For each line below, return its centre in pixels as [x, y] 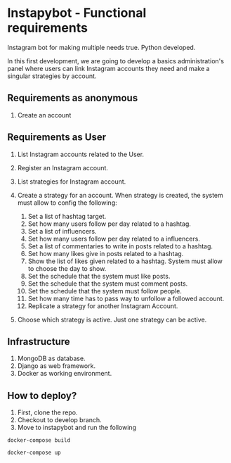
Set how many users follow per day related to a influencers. [114, 239]
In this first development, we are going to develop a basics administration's [116, 61]
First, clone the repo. [47, 412]
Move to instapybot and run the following [77, 428]
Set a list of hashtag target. [67, 216]
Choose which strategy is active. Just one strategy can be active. [112, 319]
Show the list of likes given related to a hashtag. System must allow [125, 261]
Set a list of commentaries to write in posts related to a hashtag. [120, 246]
